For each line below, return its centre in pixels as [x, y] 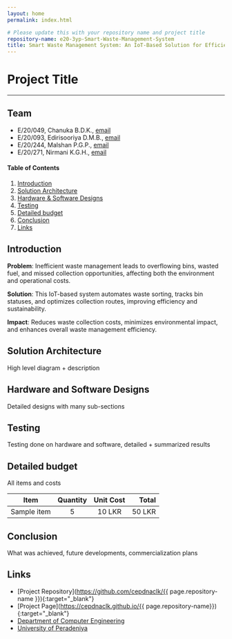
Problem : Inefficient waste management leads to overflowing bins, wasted [113, 266]
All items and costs [34, 483]
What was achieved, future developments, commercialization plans [103, 553]
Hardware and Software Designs [78, 390]
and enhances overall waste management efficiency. [82, 329]
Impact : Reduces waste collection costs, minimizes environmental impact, [113, 322]
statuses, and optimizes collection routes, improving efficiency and [103, 301]
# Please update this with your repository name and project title [106, 33]
